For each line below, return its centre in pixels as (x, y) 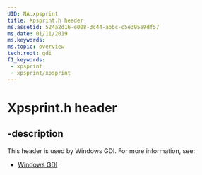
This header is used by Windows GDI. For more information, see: (101, 151)
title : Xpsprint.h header (45, 20)
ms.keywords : (26, 40)
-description (35, 134)
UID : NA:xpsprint (33, 14)
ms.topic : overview (36, 47)
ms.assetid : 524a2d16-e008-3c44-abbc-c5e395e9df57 (83, 27)
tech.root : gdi (30, 54)
